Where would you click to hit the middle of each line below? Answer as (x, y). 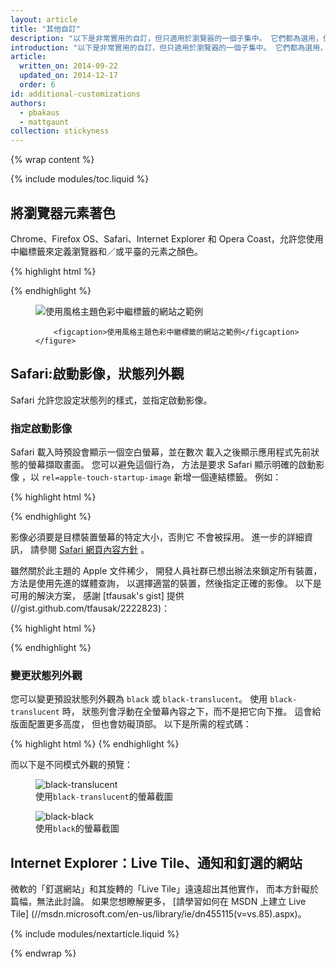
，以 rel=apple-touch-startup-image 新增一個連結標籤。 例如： (151, 477)
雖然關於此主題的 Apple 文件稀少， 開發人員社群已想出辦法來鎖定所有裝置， (166, 571)
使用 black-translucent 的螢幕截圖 (104, 797)
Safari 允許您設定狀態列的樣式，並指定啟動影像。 (111, 400)
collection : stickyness (60, 131)
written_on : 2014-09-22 (68, 66)
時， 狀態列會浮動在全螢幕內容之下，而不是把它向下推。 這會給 (191, 712)
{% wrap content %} (52, 160)
